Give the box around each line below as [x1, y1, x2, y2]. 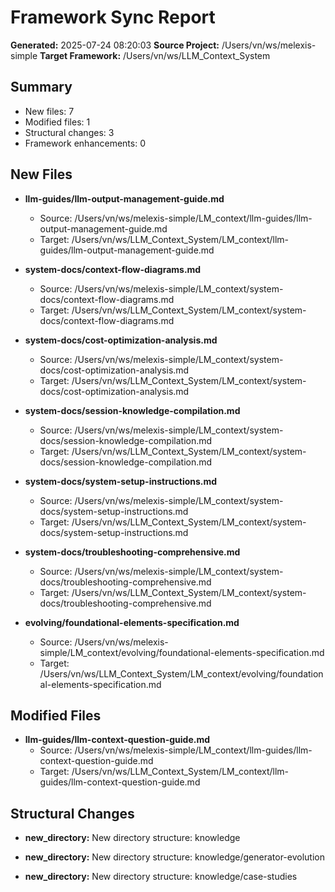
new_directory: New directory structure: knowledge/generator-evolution [24, 851, 325, 863]
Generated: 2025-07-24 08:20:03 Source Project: [10, 39, 220, 51]
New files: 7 [24, 105, 75, 117]
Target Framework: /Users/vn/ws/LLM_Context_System [39, 49, 271, 61]
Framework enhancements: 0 [24, 137, 147, 149]
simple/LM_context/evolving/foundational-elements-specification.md [39, 646, 325, 658]
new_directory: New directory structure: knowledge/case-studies [24, 871, 298, 883]
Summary [10, 79, 73, 96]
